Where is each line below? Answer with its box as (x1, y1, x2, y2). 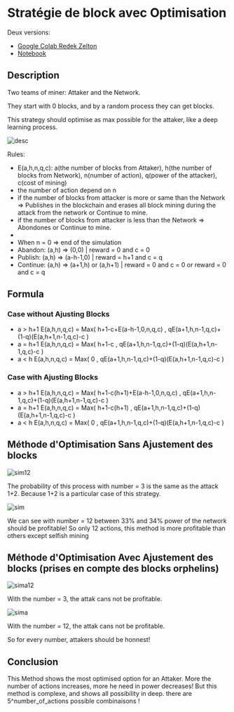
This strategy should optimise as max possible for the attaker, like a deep (7, 115, 219, 123)
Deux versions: (7, 28, 51, 36)
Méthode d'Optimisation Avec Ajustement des (7, 551, 214, 563)
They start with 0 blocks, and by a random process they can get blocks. (7, 102, 215, 110)
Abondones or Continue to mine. (17, 223, 112, 231)
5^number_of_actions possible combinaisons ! (7, 697, 140, 706)
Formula (7, 288, 44, 300)
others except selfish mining (7, 531, 89, 539)
